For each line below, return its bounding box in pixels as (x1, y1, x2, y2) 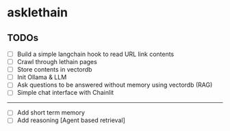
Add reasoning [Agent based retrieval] (16, 116, 125, 124)
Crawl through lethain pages (16, 58, 97, 66)
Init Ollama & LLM (16, 73, 67, 81)
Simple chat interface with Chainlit (16, 89, 114, 97)
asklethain (7, 5, 68, 20)
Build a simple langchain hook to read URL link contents (16, 50, 175, 58)
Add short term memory (16, 108, 86, 117)
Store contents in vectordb (16, 65, 92, 74)
